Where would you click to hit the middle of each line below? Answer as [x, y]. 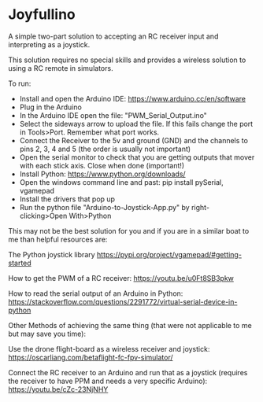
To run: [20, 83]
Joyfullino [42, 15]
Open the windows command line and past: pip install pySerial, [122, 182]
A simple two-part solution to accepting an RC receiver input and [113, 36]
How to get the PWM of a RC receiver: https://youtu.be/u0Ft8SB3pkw [121, 278]
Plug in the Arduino [51, 107]
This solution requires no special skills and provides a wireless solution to [127, 60]
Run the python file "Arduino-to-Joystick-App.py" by [105, 207]
